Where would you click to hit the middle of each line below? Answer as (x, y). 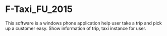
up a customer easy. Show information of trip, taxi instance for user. (76, 28)
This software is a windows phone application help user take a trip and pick (84, 23)
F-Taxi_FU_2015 (39, 9)
